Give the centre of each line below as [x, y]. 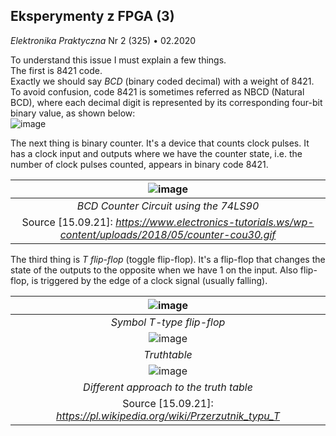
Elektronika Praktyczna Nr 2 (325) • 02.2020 [103, 40]
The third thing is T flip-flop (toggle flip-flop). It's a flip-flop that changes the [168, 259]
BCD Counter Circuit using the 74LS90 [168, 206]
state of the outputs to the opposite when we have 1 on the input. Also [154, 270]
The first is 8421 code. [56, 70]
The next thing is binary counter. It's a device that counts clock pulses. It [160, 143]
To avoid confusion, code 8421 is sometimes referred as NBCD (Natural [157, 91]
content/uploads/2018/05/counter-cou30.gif [168, 234]
